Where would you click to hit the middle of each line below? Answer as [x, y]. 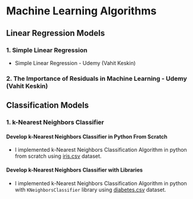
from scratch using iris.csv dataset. [58, 156]
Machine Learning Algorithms [81, 11]
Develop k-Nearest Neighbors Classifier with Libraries [74, 170]
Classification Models [48, 105]
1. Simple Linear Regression [47, 50]
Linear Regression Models [56, 33]
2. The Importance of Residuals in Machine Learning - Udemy [97, 78]
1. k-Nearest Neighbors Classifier [55, 123]
